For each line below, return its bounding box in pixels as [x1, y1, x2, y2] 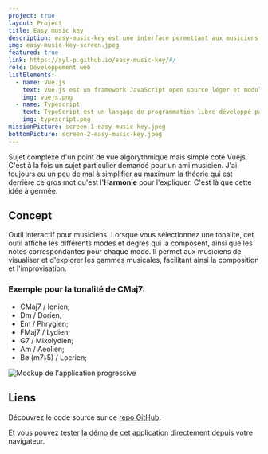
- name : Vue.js [15, 78, 66, 86]
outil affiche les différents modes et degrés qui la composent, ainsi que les [8, 238, 253, 248]
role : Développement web [8, 64, 91, 72]
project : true [8, 11, 56, 20]
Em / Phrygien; [19, 319, 69, 328]
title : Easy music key [8, 26, 84, 34]
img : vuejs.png [22, 93, 73, 101]
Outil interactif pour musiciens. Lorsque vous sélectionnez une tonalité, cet [8, 230, 254, 240]
